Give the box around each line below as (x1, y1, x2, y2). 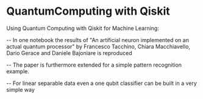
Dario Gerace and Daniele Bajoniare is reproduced (6, 49, 132, 56)
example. (6, 67, 29, 75)
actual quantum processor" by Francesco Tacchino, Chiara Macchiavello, (6, 43, 191, 50)
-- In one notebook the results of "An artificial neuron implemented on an (6, 36, 189, 43)
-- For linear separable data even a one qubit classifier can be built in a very (6, 79, 197, 87)
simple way (6, 86, 35, 93)
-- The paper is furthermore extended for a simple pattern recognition (6, 61, 182, 68)
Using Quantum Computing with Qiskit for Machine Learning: (6, 24, 160, 32)
